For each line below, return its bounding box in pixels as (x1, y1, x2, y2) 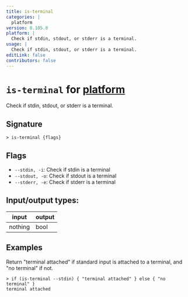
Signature (6, 119, 43, 129)
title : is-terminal (6, 8, 54, 15)
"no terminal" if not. (6, 264, 54, 271)
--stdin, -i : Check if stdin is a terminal (14, 166, 111, 173)
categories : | (6, 14, 41, 20)
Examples (6, 243, 43, 252)
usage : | (6, 42, 27, 47)
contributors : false (6, 57, 57, 63)
